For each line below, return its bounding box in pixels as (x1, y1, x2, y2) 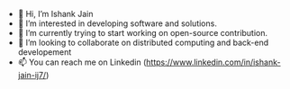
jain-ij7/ (17, 70, 47, 80)
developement (17, 47, 72, 58)
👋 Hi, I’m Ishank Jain (17, 9, 94, 19)
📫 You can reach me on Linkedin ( (17, 57, 147, 67)
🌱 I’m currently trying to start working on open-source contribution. (17, 28, 268, 38)
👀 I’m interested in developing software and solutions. (17, 18, 218, 29)
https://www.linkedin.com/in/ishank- (145, 57, 281, 67)
